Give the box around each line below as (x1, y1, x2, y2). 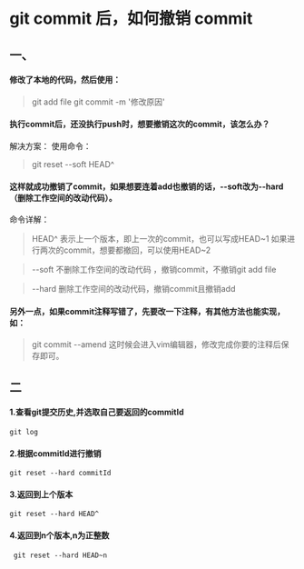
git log (9, 427, 39, 436)
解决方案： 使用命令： (9, 140, 92, 151)
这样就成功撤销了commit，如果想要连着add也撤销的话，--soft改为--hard (9, 181, 284, 192)
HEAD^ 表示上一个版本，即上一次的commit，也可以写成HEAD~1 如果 (31, 234, 288, 245)
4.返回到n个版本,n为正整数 (9, 529, 110, 541)
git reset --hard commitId (9, 469, 112, 478)
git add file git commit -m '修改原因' (31, 96, 165, 107)
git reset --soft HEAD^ (31, 158, 115, 169)
